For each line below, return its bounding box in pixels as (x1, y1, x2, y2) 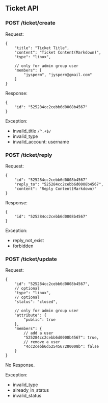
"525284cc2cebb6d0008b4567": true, (23, 335, 99, 340)
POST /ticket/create (5, 19, 56, 27)
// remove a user (23, 340, 60, 345)
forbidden (12, 243, 34, 249)
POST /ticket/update (5, 255, 58, 263)
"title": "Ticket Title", (14, 45, 70, 51)
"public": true (23, 317, 56, 322)
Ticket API (5, 4, 39, 13)
